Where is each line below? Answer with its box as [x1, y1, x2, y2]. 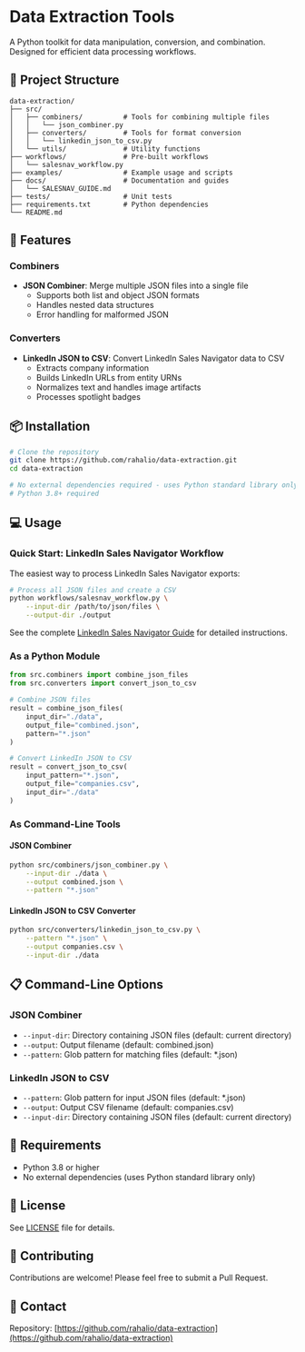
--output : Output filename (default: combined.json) [22, 1039, 214, 1050]
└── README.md [9, 207, 64, 217]
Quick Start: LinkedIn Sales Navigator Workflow [9, 547, 224, 560]
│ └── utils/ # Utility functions [9, 144, 202, 154]
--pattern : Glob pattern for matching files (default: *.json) [22, 1049, 238, 1059]
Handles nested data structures [35, 300, 154, 311]
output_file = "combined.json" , [25, 721, 141, 730]
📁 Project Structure [9, 73, 120, 88]
